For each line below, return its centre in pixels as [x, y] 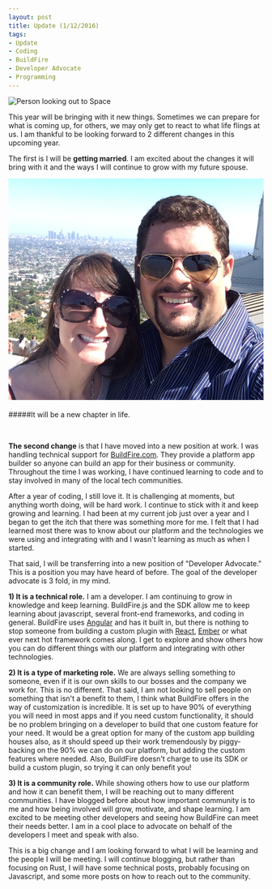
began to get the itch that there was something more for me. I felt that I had [134, 522]
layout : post [30, 17]
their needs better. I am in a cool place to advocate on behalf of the [120, 827]
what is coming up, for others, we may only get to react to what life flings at [134, 125]
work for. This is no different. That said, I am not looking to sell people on [130, 690]
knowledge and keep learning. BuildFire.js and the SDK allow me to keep [129, 605]
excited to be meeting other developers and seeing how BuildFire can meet [134, 818]
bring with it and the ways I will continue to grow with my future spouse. [128, 167]
